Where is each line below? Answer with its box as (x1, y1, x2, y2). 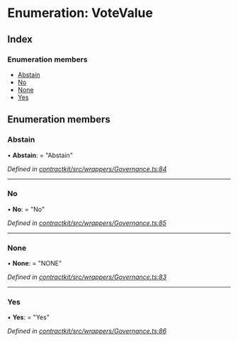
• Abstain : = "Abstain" (7, 151, 73, 159)
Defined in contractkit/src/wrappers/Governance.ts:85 (7, 218, 166, 227)
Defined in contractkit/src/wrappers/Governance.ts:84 (7, 164, 167, 173)
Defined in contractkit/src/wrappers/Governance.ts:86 (7, 327, 167, 336)
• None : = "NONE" (7, 259, 62, 268)
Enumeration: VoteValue (7, 5, 154, 21)
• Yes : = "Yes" (7, 313, 50, 321)
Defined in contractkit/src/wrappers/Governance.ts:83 (7, 273, 167, 281)
